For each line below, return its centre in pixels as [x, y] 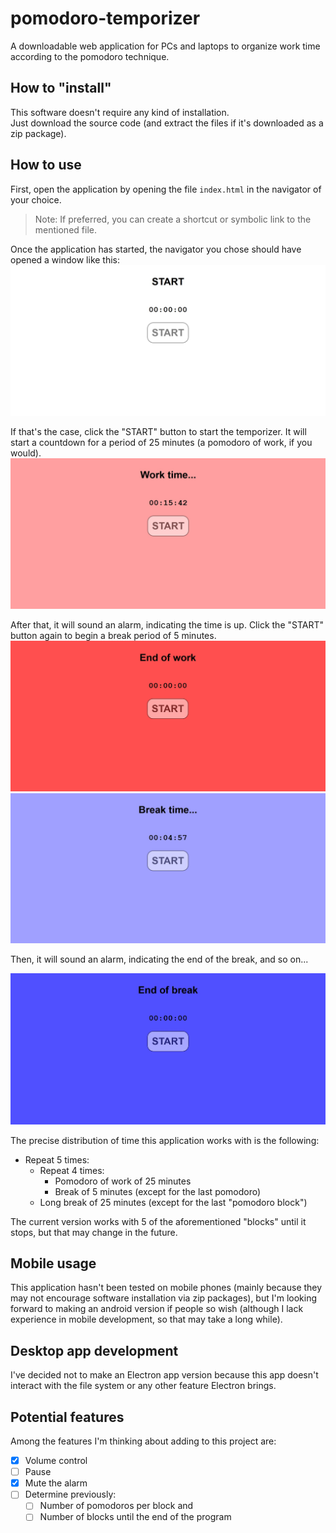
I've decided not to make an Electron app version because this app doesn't [164, 1375]
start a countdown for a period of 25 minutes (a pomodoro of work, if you [161, 442]
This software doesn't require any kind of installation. [120, 112]
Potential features [67, 1417]
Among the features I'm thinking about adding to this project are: [143, 1441]
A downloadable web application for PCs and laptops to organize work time [165, 46]
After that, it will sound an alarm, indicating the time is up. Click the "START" [167, 624]
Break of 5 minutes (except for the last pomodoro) [158, 1191]
